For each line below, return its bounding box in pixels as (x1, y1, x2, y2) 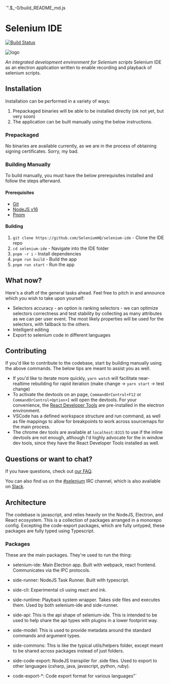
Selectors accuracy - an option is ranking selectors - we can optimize (12, 305, 158, 311)
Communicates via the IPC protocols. (12, 567, 90, 573)
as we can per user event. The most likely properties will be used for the (12, 315, 164, 322)
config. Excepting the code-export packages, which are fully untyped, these (5, 523, 165, 528)
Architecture (5, 498, 47, 507)
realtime (12, 381, 30, 387)
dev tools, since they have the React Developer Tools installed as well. (12, 440, 160, 446)
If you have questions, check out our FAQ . (5, 468, 93, 474)
